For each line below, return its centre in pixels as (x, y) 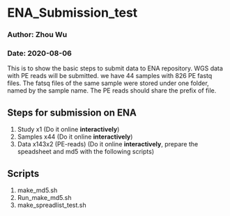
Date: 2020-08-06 (39, 54)
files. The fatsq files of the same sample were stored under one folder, (108, 83)
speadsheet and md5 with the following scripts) (86, 152)
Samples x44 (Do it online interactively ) (75, 137)
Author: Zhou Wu (37, 35)
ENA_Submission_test (72, 13)
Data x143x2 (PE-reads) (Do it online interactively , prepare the (108, 144)
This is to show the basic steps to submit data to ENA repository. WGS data (115, 68)
